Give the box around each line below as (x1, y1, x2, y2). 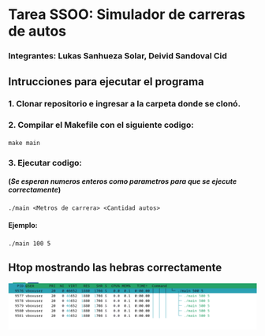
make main (8, 139, 41, 147)
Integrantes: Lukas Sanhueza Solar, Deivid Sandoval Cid (8, 50, 227, 62)
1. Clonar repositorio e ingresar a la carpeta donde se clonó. (8, 99, 241, 110)
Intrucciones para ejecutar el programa (8, 75, 205, 88)
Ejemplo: (8, 221, 38, 230)
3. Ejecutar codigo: (8, 157, 83, 168)
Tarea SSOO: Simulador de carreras (8, 6, 246, 24)
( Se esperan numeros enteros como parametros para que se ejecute (8, 177, 237, 186)
